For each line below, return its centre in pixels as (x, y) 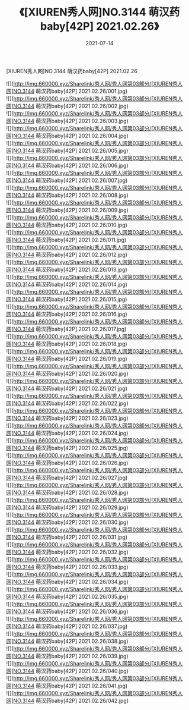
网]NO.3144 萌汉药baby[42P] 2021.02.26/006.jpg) (67, 165)
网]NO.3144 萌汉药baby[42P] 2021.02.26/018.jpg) (67, 344)
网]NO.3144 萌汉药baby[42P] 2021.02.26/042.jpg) (68, 700)
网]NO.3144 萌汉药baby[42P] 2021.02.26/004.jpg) (68, 136)
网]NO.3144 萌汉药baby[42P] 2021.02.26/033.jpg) (67, 567)
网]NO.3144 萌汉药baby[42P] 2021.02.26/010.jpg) (67, 225)
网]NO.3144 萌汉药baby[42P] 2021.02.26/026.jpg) (67, 463)
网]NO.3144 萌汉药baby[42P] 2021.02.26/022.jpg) (67, 403)
